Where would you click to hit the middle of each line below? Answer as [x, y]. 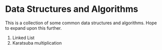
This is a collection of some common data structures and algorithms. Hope [81, 23]
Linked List [23, 38]
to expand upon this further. [34, 28]
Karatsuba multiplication [37, 43]
